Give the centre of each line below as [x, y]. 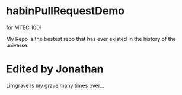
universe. [17, 45]
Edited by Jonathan [55, 69]
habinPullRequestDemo [66, 11]
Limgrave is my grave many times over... [55, 85]
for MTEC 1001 [24, 27]
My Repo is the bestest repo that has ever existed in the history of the [91, 39]
